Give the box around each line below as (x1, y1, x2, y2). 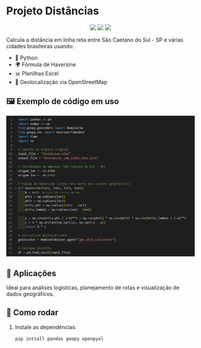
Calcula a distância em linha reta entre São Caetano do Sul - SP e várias (6, 36, 184, 43)
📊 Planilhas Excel (14, 70, 59, 77)
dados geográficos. (6, 291, 54, 298)
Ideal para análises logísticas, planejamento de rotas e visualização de (6, 284, 179, 291)
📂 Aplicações (6, 268, 57, 278)
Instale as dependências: (14, 324, 77, 331)
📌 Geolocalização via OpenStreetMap (14, 78, 108, 85)
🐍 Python (14, 54, 38, 61)
